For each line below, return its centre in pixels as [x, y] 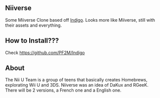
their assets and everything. [34, 25]
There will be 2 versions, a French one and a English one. [63, 90]
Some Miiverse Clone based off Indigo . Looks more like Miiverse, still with [80, 20]
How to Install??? [32, 41]
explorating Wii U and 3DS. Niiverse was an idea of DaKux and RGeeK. [77, 85]
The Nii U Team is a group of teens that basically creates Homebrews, [76, 80]
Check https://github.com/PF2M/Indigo [45, 52]
